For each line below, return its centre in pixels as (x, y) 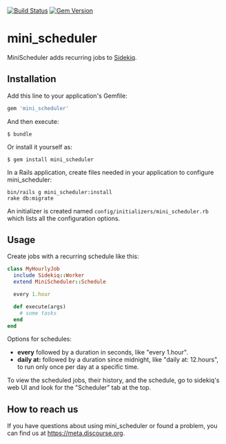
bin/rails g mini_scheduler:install (60, 192)
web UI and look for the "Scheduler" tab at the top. (79, 388)
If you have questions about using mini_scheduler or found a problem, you (112, 426)
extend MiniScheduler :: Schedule (60, 282)
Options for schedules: (40, 339)
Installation (32, 79)
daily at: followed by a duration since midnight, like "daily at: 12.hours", (118, 360)
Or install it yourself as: (40, 147)
